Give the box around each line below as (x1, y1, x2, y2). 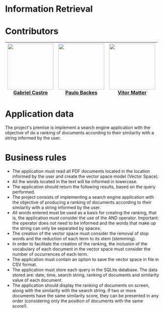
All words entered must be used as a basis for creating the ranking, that (12, 210, 157, 215)
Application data (5, 108, 74, 120)
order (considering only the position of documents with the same (12, 298, 143, 304)
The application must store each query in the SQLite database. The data (12, 267, 158, 272)
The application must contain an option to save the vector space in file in (12, 256, 159, 262)
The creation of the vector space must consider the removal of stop (12, 230, 149, 236)
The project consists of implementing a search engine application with (12, 194, 154, 200)
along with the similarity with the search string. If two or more (12, 288, 136, 293)
